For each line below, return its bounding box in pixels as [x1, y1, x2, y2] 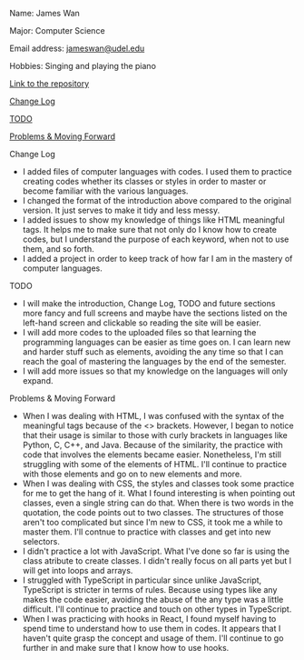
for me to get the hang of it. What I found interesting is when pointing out [22, 488, 296, 498]
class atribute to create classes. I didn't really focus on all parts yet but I [22, 555, 292, 566]
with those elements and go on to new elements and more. [22, 468, 242, 479]
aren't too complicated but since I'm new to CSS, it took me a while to [22, 517, 283, 527]
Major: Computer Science [9, 25, 106, 35]
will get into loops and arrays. [22, 565, 133, 575]
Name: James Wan [9, 8, 80, 18]
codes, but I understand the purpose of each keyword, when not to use [22, 234, 289, 245]
